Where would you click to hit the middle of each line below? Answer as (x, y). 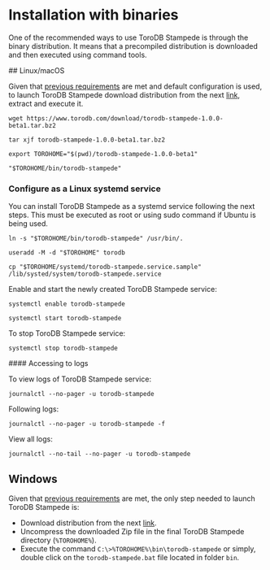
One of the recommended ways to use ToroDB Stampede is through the (128, 37)
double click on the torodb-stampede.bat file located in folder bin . (130, 558)
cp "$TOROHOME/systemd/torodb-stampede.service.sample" (105, 267)
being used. (28, 224)
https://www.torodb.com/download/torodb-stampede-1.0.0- (125, 118)
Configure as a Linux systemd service (85, 189)
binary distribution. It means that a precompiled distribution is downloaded (133, 46)
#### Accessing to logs (48, 363)
